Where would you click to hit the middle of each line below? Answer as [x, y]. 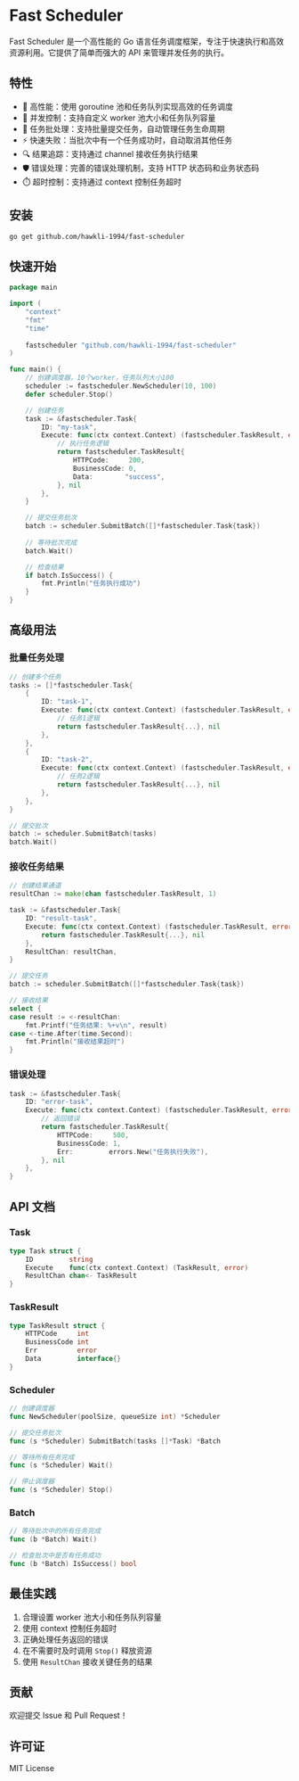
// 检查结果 [44, 567]
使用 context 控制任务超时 [69, 1628]
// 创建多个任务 [35, 677]
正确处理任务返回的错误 [65, 1639]
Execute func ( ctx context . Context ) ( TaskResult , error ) [137, 1267]
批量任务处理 [37, 658]
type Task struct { [45, 1251]
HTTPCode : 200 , [109, 460]
